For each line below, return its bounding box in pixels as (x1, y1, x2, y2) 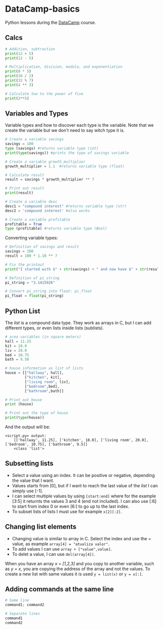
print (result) (5, 191, 34, 195)
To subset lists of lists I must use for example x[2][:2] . (12, 508, 122, 515)
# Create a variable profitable (5, 217, 70, 222)
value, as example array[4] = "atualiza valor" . (12, 541, 110, 547)
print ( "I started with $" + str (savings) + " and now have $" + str (5, 267, 147, 271)
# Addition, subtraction (5, 46, 55, 52)
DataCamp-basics (5, 3, 80, 15)
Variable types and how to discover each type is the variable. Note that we (5, 122, 154, 128)
